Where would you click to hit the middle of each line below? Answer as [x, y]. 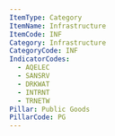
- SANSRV [34, 76]
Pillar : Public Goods [50, 109]
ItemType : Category [46, 17]
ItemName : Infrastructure [57, 26]
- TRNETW [34, 101]
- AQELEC [34, 68]
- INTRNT [34, 92]
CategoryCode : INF [44, 51]
